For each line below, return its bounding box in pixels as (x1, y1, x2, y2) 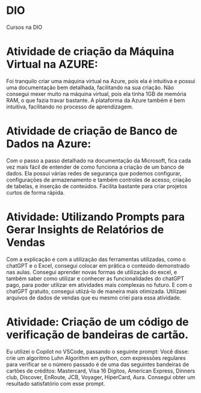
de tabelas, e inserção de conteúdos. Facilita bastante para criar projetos (6, 182, 188, 190)
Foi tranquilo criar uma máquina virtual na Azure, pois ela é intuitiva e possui (6, 77, 196, 84)
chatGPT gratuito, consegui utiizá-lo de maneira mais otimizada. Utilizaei (6, 288, 187, 295)
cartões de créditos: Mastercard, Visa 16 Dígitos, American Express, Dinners (6, 367, 196, 374)
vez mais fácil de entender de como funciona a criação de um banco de (6, 163, 185, 171)
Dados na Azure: (6, 137, 91, 151)
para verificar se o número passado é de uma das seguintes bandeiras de (6, 360, 190, 368)
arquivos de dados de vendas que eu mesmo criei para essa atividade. (6, 294, 182, 301)
